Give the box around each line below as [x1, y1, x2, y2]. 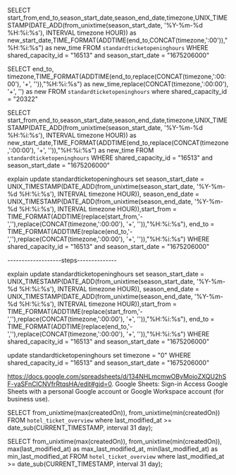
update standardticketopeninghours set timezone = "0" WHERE [7, 351, 192, 359]
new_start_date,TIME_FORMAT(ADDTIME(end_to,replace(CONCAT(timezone [7, 139, 229, 147]
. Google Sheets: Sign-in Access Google [111, 380, 228, 388]
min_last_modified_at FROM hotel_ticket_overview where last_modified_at [7, 452, 225, 460]
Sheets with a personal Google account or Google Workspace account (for [7, 387, 224, 395]
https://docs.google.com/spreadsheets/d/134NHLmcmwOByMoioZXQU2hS [7, 373, 227, 380]
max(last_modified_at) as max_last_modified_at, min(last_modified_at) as [7, 445, 218, 453]
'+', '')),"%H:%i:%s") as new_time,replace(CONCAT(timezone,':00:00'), [22, 80, 229, 88]
